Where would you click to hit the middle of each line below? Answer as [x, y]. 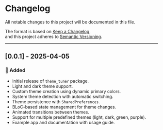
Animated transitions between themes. [51, 112]
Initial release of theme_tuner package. [50, 81]
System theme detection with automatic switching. [63, 96]
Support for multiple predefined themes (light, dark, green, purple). [79, 117]
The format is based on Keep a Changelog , [48, 31]
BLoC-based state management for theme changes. [64, 107]
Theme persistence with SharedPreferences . [56, 102]
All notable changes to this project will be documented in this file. [70, 22]
